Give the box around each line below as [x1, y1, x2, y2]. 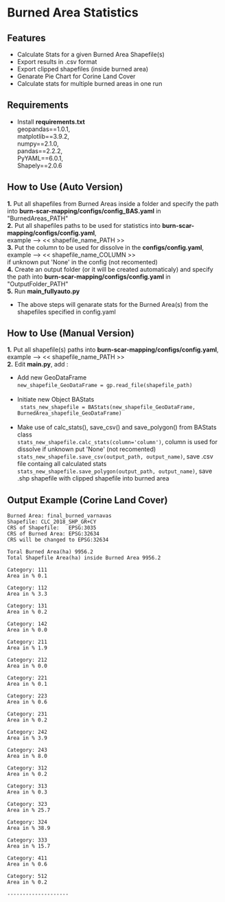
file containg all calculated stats [16, 460, 107, 468]
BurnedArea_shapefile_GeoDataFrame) [16, 410, 122, 417]
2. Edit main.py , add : [7, 360, 69, 369]
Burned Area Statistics [7, 5, 139, 21]
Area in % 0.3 [7, 789, 48, 796]
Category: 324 [7, 819, 48, 826]
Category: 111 [7, 566, 48, 574]
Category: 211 [7, 638, 48, 646]
